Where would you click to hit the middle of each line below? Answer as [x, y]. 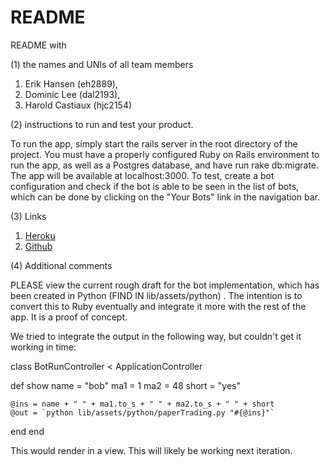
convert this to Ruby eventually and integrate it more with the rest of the [158, 306]
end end [27, 431]
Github [38, 246]
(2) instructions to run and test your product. [102, 124]
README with [38, 45]
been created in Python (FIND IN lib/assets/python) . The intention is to [156, 295]
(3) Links [28, 216]
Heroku [40, 235]
